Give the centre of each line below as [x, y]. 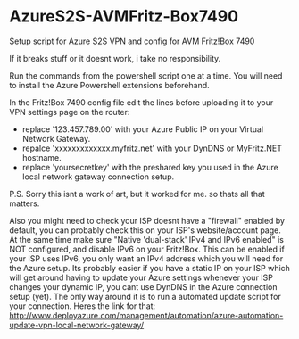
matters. [25, 203]
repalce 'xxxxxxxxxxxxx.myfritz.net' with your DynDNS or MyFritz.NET [152, 148]
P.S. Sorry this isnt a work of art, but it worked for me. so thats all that [137, 194]
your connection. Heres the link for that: [83, 306]
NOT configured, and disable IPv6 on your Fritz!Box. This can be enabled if [147, 249]
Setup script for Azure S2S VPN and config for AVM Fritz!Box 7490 [132, 41]
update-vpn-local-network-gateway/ [77, 325]
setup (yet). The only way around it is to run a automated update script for [145, 296]
